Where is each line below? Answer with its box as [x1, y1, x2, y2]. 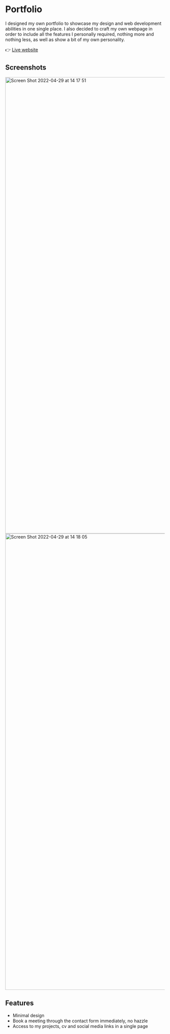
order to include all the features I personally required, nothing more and [5, 31, 154, 37]
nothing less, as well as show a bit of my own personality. [5, 37, 125, 43]
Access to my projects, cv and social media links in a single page [12, 1023, 148, 1029]
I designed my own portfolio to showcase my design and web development [5, 20, 162, 26]
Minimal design [12, 1012, 45, 1018]
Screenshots [5, 63, 47, 72]
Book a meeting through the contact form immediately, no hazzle [12, 1018, 148, 1024]
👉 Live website [5, 47, 38, 53]
